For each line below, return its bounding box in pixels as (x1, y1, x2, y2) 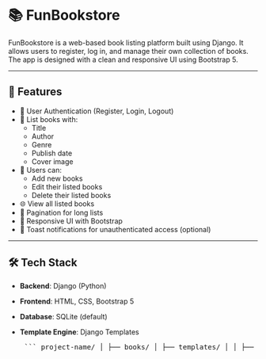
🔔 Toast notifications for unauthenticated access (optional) (19, 224, 211, 234)
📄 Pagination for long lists (19, 208, 104, 217)
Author (31, 132, 55, 141)
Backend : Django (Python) (19, 281, 107, 290)
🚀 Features (8, 85, 63, 99)
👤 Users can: (19, 165, 62, 174)
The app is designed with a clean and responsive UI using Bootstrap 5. (8, 55, 239, 64)
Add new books (31, 174, 83, 183)
